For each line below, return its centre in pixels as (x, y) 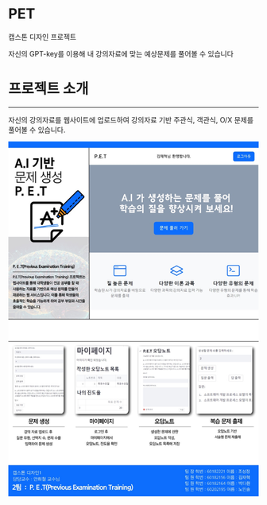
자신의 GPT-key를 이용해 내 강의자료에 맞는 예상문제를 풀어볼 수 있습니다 (121, 53)
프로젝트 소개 (48, 89)
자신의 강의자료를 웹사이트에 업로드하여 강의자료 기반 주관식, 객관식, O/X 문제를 (131, 119)
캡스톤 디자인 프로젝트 (43, 37)
